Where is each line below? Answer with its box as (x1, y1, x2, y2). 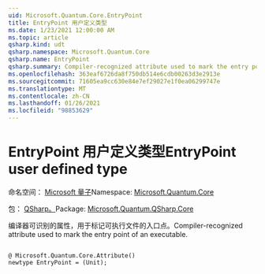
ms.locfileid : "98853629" (8, 107, 93, 115)
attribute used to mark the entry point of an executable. (8, 229, 188, 239)
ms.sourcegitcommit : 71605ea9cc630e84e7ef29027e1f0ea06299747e (8, 77, 221, 85)
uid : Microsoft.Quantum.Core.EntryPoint (8, 11, 144, 20)
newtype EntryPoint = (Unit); (8, 258, 108, 266)
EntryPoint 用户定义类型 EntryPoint (8, 143, 237, 161)
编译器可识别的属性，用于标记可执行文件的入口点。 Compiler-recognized (8, 220, 243, 230)
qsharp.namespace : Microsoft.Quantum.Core (8, 48, 150, 56)
